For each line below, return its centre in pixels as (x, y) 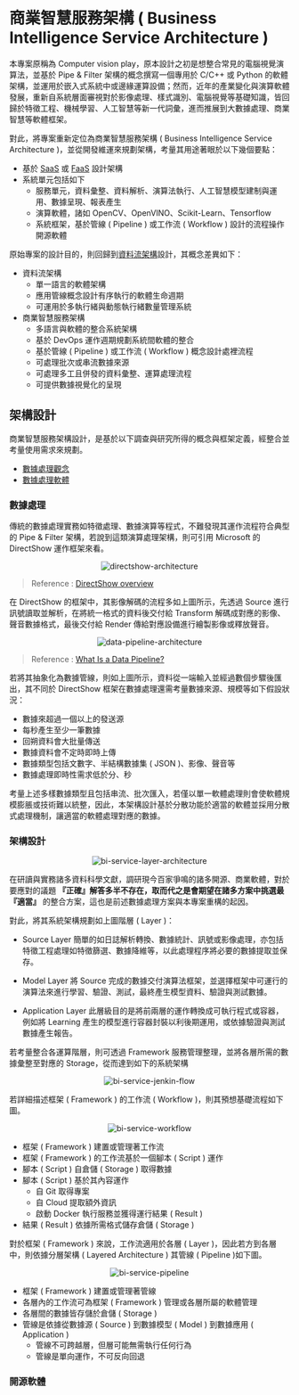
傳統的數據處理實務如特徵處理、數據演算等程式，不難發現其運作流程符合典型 (149, 526)
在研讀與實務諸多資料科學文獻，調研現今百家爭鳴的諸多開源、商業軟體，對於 (149, 880)
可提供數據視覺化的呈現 (78, 384)
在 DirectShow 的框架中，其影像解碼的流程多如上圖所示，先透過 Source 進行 (149, 602)
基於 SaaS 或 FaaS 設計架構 (72, 168)
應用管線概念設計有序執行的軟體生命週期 (109, 295)
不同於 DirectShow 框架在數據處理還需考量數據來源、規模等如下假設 (158, 689)
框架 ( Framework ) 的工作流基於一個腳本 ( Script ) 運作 (123, 1158)
